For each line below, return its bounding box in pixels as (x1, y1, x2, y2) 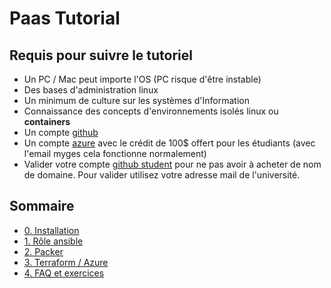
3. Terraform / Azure (23, 256, 109, 268)
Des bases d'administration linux (23, 84, 159, 96)
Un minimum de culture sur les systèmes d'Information (23, 95, 251, 106)
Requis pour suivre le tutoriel (9, 47, 193, 64)
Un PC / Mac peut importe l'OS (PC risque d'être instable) (23, 73, 262, 85)
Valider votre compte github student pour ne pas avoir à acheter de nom (23, 158, 322, 170)
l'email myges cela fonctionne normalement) (23, 148, 207, 159)
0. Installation (23, 224, 80, 236)
